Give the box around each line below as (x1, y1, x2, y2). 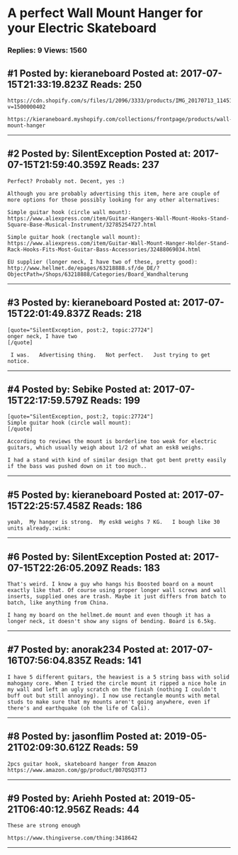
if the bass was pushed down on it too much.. (7, 463, 147, 470)
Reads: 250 (90, 78, 142, 90)
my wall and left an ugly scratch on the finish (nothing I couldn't (7, 686, 217, 693)
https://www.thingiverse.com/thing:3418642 (7, 834, 138, 842)
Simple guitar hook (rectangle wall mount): (7, 233, 141, 240)
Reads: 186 (92, 500, 143, 512)
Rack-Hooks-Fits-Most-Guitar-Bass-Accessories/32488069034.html (7, 246, 201, 253)
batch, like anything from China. (7, 599, 110, 606)
